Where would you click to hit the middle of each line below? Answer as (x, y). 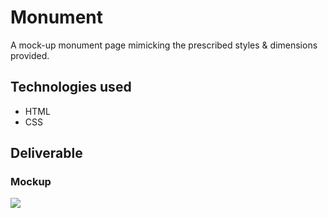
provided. (30, 55)
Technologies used (71, 87)
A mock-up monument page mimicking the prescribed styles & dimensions (164, 45)
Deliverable (46, 153)
